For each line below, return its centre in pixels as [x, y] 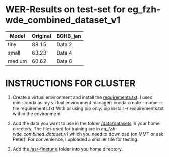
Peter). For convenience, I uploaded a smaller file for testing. [75, 139]
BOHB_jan [69, 36]
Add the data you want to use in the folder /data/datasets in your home [86, 123]
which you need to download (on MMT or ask [117, 134]
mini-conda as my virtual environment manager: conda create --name [85, 102]
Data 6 [64, 61]
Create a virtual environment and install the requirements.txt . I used [82, 97]
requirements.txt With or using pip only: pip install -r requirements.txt [92, 108]
